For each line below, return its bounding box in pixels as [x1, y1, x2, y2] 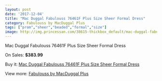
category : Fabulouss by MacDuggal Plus [5, 20, 85, 26]
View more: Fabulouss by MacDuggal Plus [5, 71, 89, 76]
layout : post [5, 7, 31, 12]
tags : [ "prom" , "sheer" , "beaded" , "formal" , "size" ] [5, 25, 107, 30]
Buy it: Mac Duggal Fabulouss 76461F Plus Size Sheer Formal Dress [5, 61, 140, 67]
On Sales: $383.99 [5, 52, 43, 58]
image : [5, 29, 18, 34]
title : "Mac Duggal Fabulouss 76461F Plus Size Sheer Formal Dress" [5, 16, 146, 21]
